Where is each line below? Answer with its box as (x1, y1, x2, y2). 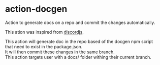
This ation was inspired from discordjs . (5, 29, 84, 35)
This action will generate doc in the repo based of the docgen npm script (5, 38, 153, 44)
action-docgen (5, 3, 67, 15)
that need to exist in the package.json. (5, 43, 83, 49)
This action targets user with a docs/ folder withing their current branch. (5, 54, 152, 60)
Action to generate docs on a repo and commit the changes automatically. (5, 20, 155, 25)
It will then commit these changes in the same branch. (5, 49, 115, 55)
